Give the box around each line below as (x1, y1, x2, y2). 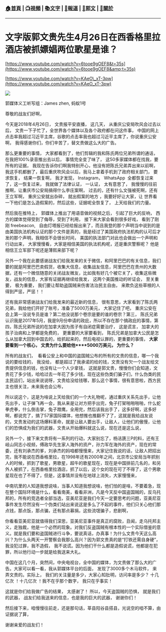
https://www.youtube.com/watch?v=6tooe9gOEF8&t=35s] (6, 61, 126, 67)
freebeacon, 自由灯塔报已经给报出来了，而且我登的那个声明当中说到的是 (10, 223, 161, 229)
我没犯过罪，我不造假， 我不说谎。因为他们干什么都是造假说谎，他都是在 (5, 543, 154, 549)
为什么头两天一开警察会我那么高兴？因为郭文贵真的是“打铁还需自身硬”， (13, 537, 161, 543)
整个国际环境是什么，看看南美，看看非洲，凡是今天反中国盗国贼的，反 (9, 489, 152, 495)
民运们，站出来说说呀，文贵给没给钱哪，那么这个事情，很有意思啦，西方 (9, 377, 157, 384)
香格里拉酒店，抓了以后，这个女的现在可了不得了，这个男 (39, 466, 157, 473)
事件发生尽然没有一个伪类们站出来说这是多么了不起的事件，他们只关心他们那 (5, 502, 161, 508)
